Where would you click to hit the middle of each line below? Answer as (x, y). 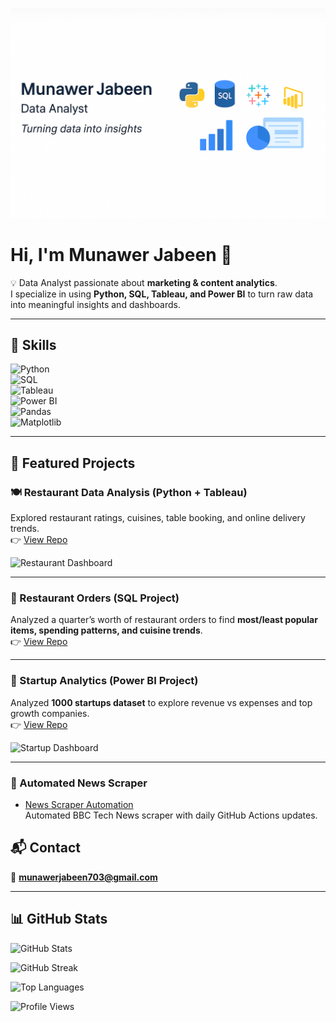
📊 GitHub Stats (59, 919)
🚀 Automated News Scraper (79, 783)
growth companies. (50, 713)
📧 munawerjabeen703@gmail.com (84, 877)
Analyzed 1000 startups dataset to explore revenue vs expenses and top (161, 702)
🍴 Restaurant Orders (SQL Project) (95, 598)
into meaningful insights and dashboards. (95, 304)
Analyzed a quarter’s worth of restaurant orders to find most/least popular (164, 620)
